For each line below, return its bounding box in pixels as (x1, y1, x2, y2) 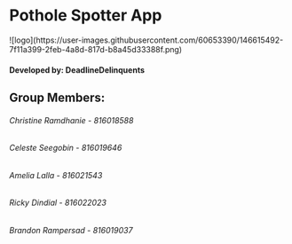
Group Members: (9, 90, 106, 105)
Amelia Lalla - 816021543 (9, 169, 103, 180)
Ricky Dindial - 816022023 (9, 197, 107, 209)
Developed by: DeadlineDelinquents (9, 64, 145, 75)
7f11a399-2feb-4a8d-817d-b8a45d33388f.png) (9, 43, 183, 54)
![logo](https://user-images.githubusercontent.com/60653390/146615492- (9, 35, 284, 45)
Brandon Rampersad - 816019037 (9, 224, 133, 235)
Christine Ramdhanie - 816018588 (9, 114, 134, 125)
